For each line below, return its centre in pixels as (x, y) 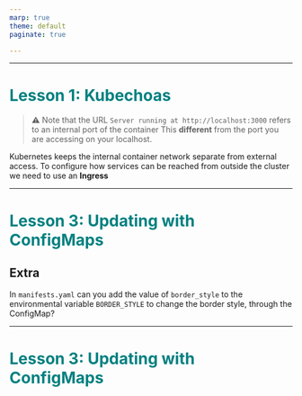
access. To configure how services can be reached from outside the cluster (150, 166)
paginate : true (38, 34)
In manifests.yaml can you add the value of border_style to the (126, 294)
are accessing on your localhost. (92, 139)
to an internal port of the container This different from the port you (155, 130)
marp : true (30, 18)
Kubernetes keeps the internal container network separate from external (143, 157)
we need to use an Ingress (59, 175)
